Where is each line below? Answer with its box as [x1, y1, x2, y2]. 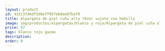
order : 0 [5, 39, 23, 44]
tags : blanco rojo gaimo [5, 30, 56, 34]
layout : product [5, 7, 38, 12]
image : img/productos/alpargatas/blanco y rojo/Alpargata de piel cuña [5, 20, 155, 26]
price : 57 [5, 25, 26, 30]
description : [5, 34, 32, 39]
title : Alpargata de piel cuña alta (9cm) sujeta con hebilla [5, 16, 135, 21]
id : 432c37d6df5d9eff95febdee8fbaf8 [5, 12, 80, 17]
